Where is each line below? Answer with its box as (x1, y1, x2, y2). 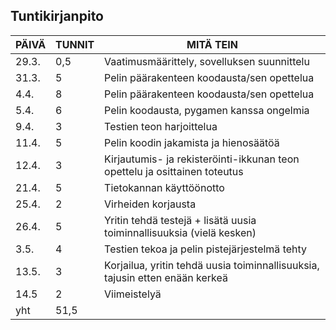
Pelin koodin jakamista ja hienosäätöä (104, 135, 280, 149)
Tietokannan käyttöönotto (104, 180, 225, 194)
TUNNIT (55, 37, 95, 51)
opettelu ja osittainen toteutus (104, 164, 244, 178)
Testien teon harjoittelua (104, 119, 218, 133)
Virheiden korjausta (104, 197, 197, 211)
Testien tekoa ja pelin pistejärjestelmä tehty (104, 242, 308, 256)
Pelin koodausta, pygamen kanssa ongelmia (104, 103, 310, 117)
